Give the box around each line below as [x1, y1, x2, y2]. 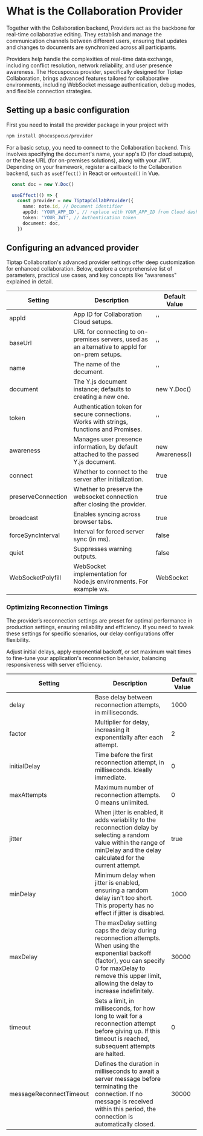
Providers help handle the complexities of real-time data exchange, [6, 55, 173, 62]
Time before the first [94, 750, 153, 759]
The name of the [73, 360, 121, 369]
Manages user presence [73, 435, 143, 443]
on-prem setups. [73, 350, 122, 358]
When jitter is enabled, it [94, 808, 164, 816]
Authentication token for [73, 403, 142, 411]
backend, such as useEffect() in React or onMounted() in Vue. [6, 170, 160, 177]
